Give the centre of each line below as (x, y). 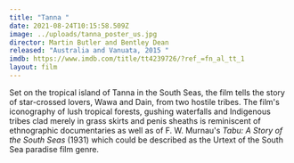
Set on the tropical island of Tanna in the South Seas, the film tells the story (147, 92)
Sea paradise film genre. (54, 149)
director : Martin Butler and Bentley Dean (89, 42)
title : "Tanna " (39, 17)
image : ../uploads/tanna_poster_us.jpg (83, 34)
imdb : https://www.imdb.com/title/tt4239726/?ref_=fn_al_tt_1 (127, 59)
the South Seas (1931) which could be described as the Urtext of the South (146, 140)
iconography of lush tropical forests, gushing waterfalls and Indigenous (140, 111)
